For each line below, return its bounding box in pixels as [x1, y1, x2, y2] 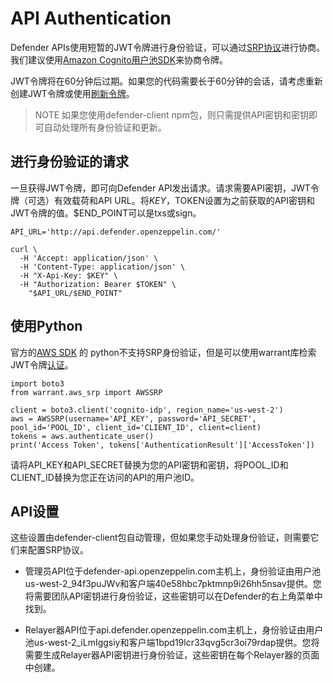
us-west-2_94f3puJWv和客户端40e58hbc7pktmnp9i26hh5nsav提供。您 [24, 578, 322, 590]
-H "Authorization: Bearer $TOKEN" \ [19, 279, 177, 289]
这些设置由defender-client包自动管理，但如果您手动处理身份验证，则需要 [10, 532, 311, 544]
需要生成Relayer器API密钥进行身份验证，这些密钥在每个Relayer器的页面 [24, 649, 320, 661]
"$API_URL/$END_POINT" [28, 288, 123, 298]
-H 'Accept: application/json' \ [19, 253, 159, 263]
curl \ [10, 244, 38, 254]
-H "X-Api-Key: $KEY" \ [19, 270, 118, 281]
